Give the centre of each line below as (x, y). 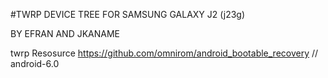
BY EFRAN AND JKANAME (65, 33)
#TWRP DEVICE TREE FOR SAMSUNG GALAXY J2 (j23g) (128, 14)
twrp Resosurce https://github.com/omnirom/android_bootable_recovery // (164, 53)
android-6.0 (35, 63)
